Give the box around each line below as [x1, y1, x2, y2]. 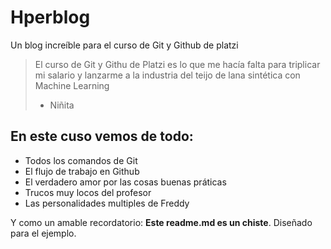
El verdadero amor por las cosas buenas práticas [24, 176, 227, 188]
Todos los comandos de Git [24, 154, 138, 166]
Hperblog [10, 6, 91, 29]
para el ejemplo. [10, 227, 77, 239]
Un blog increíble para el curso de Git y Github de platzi [10, 39, 239, 51]
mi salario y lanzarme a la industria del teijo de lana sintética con [34, 69, 301, 81]
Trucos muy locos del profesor [24, 186, 152, 198]
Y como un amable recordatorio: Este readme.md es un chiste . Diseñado [10, 216, 313, 228]
